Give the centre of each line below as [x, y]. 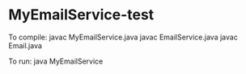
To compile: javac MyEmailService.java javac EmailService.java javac [123, 37]
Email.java [25, 45]
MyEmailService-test [81, 15]
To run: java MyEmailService [56, 61]
